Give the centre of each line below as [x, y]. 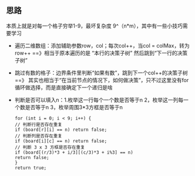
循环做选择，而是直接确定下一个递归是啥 [63, 87]
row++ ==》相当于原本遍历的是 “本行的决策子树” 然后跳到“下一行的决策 [101, 53]
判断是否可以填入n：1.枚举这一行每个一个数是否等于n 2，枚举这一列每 [99, 100]
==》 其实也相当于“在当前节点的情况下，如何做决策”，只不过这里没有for [102, 80]
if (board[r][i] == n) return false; [61, 130]
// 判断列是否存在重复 [38, 136]
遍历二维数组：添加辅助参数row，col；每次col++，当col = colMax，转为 [102, 45]
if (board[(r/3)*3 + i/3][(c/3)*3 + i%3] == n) [74, 152]
